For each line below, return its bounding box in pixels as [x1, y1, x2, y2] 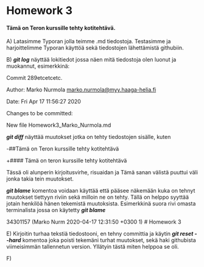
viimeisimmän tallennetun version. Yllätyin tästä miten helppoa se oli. [6, 243, 179, 251]
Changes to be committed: [6, 110, 73, 117]
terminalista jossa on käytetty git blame [6, 207, 106, 214]
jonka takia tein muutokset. [6, 175, 74, 183]
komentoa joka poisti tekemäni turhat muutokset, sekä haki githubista [22, 237, 196, 244]
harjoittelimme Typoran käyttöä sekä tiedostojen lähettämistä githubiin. [6, 44, 184, 52]
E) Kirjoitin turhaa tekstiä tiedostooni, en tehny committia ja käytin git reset [6, 230, 194, 238]
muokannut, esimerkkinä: [6, 62, 70, 70]
